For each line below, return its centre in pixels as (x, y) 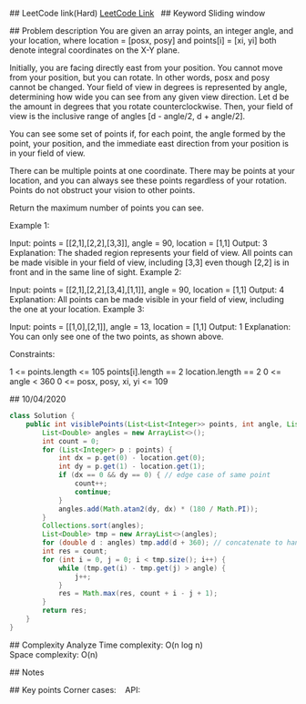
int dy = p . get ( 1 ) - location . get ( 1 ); (132, 467)
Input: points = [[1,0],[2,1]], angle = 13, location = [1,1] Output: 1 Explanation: (150, 326)
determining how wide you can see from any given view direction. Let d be (149, 97)
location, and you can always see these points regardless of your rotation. (148, 180)
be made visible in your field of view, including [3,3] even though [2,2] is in (149, 262)
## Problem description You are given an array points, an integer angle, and (152, 31)
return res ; (65, 611)
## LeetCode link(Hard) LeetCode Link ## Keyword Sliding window (138, 13)
